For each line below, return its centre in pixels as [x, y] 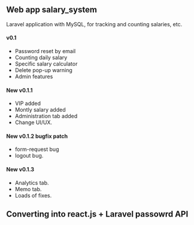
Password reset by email [45, 51]
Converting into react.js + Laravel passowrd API [97, 214]
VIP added [28, 103]
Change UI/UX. [34, 122]
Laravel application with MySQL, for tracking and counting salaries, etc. [94, 24]
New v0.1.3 [20, 169]
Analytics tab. [32, 183]
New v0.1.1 [19, 90]
